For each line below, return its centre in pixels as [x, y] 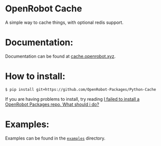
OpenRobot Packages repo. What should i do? [52, 104]
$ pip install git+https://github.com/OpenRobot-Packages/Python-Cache [80, 89]
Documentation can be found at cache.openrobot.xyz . [60, 56]
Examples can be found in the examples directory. [55, 138]
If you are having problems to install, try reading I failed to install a [72, 99]
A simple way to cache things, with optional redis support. [64, 22]
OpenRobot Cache [44, 9]
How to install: [35, 76]
